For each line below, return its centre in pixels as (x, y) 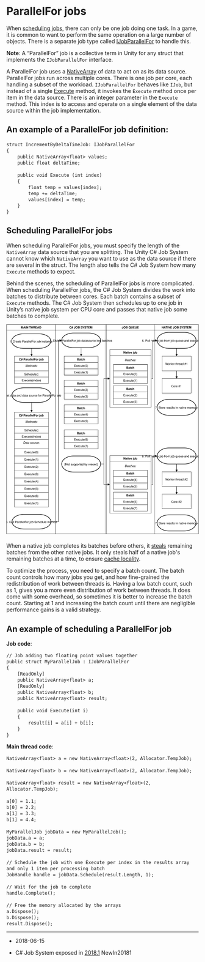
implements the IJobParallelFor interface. (60, 59)
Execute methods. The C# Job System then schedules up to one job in (95, 303)
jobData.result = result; (39, 851)
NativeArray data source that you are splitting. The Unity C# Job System (97, 252)
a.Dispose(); (23, 912)
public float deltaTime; (49, 163)
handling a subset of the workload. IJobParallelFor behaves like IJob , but (99, 84)
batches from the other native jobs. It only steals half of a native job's (93, 553)
